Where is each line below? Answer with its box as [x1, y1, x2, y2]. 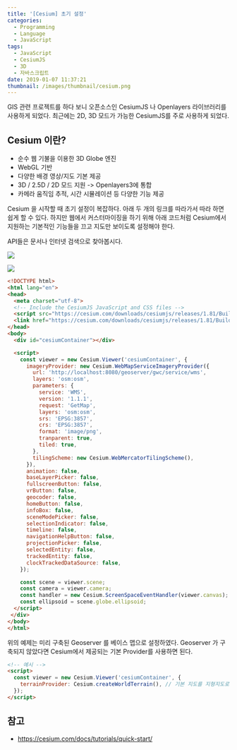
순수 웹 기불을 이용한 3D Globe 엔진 [17, 155, 116, 163]
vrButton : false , [25, 488, 78, 495]
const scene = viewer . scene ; [20, 579, 106, 586]
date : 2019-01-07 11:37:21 [7, 75, 87, 83]
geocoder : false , [25, 494, 78, 501]
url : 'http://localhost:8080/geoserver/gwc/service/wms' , [32, 369, 207, 376]
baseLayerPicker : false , [25, 474, 99, 481]
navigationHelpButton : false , [25, 533, 115, 540]
